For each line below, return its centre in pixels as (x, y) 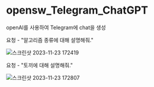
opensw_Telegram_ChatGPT (77, 10)
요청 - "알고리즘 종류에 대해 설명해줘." (50, 40)
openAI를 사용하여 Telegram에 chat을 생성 (56, 27)
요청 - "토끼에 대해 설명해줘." (39, 65)
